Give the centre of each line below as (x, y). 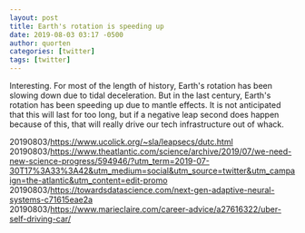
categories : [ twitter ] (52, 52)
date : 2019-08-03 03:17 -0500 (67, 34)
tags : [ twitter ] (40, 60)
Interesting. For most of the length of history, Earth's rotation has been (141, 86)
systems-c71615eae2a (51, 199)
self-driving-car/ (40, 219)
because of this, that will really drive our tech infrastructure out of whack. (147, 124)
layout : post (34, 18)
